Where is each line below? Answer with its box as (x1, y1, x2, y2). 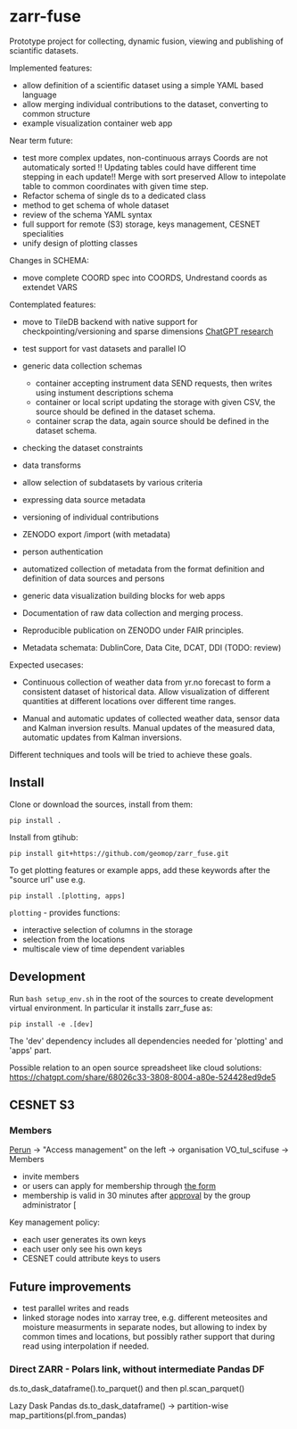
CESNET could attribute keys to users (21, 1253, 161, 1264)
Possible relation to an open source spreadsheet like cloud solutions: (9, 1062, 262, 1073)
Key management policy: (9, 1217, 101, 1228)
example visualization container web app (21, 118, 173, 129)
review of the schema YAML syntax (21, 209, 153, 220)
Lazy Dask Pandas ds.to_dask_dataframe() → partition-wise (9, 1400, 229, 1411)
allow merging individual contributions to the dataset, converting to (21, 98, 269, 109)
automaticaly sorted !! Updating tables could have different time (21, 162, 257, 172)
